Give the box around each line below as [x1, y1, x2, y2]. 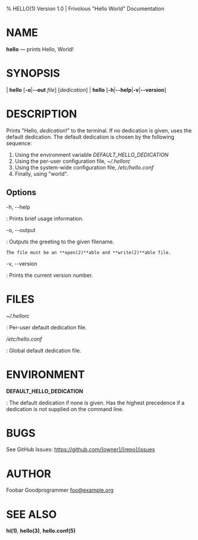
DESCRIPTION [6, 107, 77, 121]
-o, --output [6, 226, 36, 233]
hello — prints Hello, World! [6, 45, 74, 53]
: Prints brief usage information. [6, 215, 84, 222]
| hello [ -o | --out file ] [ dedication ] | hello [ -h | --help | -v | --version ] [6, 86, 166, 93]
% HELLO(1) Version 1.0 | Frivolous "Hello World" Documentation [6, 5, 165, 12]
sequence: [6, 140, 33, 147]
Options [6, 187, 37, 198]
